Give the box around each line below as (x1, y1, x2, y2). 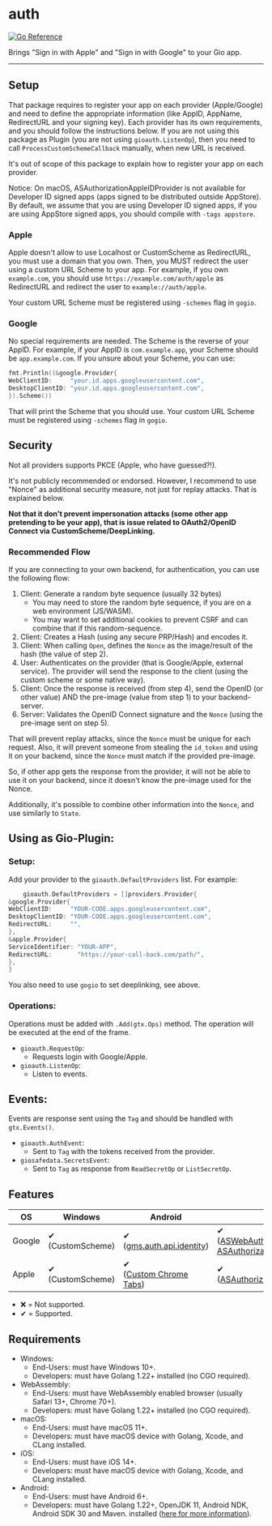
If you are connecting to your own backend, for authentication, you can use (8, 564, 260, 574)
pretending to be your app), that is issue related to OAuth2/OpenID (8, 517, 236, 527)
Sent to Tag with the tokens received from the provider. (32, 1147, 215, 1156)
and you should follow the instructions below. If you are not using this (8, 126, 240, 135)
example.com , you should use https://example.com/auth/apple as (8, 273, 224, 284)
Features (8, 1187, 54, 1201)
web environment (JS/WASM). (32, 605, 134, 616)
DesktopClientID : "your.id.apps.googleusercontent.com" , (8, 384, 205, 393)
